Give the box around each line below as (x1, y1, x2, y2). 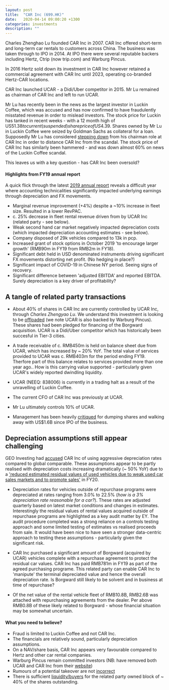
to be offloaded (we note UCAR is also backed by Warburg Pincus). (12, 316, 152, 323)
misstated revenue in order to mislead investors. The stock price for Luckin (5, 112, 161, 119)
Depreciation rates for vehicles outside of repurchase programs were (12, 486, 156, 492)
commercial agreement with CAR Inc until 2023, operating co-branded (5, 71, 152, 77)
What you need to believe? (5, 619, 63, 625)
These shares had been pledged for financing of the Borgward (12, 322, 143, 328)
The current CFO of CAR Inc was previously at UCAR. (12, 394, 124, 400)
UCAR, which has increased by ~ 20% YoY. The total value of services (12, 348, 159, 354)
